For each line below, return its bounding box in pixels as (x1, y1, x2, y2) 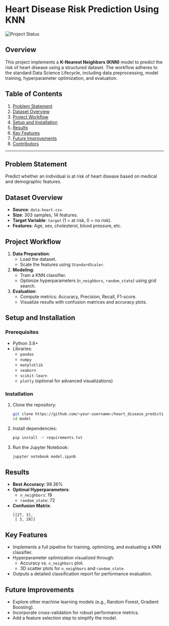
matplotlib (20, 362, 43, 368)
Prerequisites (5, 329, 39, 336)
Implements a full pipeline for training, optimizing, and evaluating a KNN (12, 544, 161, 550)
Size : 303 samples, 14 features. (12, 212, 78, 218)
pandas (20, 352, 34, 357)
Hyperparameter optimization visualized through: (12, 555, 115, 561)
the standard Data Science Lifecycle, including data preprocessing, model (5, 70, 158, 76)
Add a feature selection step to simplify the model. (12, 614, 117, 621)
